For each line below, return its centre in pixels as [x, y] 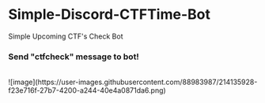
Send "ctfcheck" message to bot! [74, 57]
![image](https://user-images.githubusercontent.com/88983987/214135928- [133, 82]
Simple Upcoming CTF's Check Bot [66, 36]
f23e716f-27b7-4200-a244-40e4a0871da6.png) [87, 90]
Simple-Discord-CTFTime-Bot [110, 15]
